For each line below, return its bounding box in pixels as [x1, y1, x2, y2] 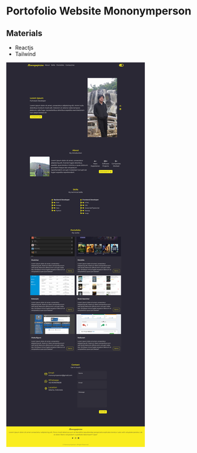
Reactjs [14, 44, 34, 51]
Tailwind [14, 50, 36, 58]
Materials [6, 28, 43, 38]
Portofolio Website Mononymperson [6, 4, 192, 18]
